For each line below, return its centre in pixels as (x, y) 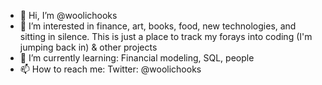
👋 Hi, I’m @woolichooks (68, 15)
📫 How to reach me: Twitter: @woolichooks (110, 69)
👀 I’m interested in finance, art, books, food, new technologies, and (158, 26)
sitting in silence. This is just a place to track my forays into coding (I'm (166, 36)
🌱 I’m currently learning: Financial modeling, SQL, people (137, 58)
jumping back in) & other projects (88, 47)
